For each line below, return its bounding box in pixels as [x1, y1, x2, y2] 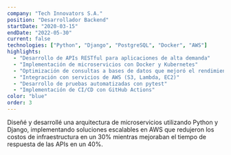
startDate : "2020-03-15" [7, 23, 78, 29]
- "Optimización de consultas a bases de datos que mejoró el [13, 67, 195, 74]
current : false [7, 36, 51, 43]
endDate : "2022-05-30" [7, 29, 72, 36]
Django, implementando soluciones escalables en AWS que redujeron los [7, 125, 214, 134]
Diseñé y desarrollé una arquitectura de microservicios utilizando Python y [7, 118, 219, 126]
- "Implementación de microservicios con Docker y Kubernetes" [13, 61, 198, 68]
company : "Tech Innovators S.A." [7, 10, 103, 17]
